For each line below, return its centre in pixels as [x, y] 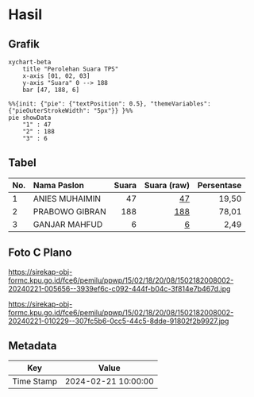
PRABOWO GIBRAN [69, 211]
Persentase [219, 185]
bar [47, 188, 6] [51, 90]
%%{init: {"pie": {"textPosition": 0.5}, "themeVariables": [110, 104]
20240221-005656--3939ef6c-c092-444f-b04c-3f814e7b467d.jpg [119, 288]
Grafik [24, 44]
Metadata [33, 346]
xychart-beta [30, 62]
